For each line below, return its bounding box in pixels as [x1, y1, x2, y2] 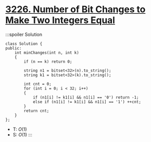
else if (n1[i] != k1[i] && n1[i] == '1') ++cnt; [32, 99, 141, 104]
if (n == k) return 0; [24, 59, 72, 64]
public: [5, 45, 22, 51]
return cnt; [24, 108, 50, 113]
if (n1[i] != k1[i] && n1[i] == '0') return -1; [32, 94, 139, 100]
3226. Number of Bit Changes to [5, 4, 146, 15]
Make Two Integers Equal [5, 14, 116, 26]
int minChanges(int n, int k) [14, 50, 80, 55]
